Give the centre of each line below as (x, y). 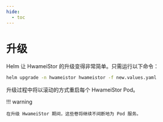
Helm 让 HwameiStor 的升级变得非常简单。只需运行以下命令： (82, 66)
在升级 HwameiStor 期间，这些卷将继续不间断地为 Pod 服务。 (74, 114)
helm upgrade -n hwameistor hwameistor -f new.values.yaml (81, 78)
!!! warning (19, 102)
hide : (13, 12)
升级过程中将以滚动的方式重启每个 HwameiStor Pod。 (73, 90)
